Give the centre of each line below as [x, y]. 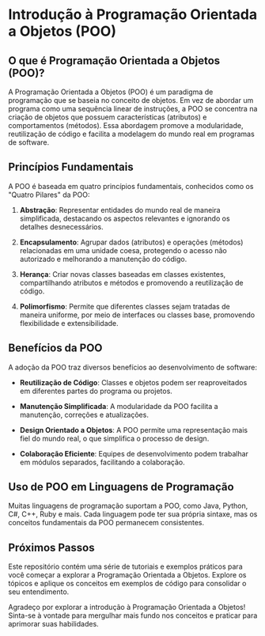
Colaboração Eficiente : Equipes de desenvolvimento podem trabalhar [134, 453]
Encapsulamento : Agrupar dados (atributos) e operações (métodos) [131, 242]
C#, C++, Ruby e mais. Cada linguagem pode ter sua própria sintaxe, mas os [133, 514]
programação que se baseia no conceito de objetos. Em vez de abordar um [131, 100]
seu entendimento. [39, 592]
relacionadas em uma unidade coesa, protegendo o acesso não [123, 250]
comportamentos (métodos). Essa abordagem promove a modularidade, [126, 125]
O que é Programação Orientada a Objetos [114, 61]
